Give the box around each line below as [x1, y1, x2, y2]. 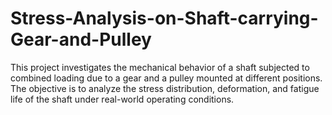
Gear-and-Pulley [10, 28, 152, 51]
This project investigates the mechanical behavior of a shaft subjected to [10, 61, 310, 73]
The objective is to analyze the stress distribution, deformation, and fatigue [10, 82, 320, 94]
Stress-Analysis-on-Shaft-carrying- [10, 7, 319, 30]
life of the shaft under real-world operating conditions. [10, 93, 235, 105]
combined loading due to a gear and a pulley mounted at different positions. [10, 72, 323, 84]
